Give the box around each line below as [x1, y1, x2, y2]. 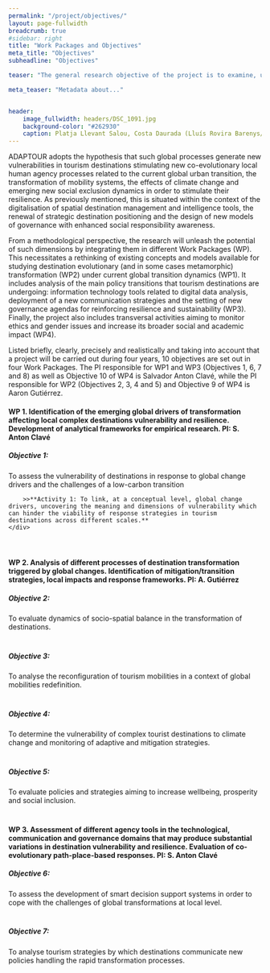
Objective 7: [8, 926, 50, 936]
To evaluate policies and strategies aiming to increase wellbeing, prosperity [8, 787, 258, 797]
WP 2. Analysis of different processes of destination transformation [8, 558, 239, 567]
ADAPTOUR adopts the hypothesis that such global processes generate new [8, 152, 262, 162]
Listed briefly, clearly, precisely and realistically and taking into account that [8, 345, 260, 355]
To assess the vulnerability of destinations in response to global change [8, 471, 247, 480]
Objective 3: [8, 651, 51, 661]
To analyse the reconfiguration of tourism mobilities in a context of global [8, 671, 251, 681]
